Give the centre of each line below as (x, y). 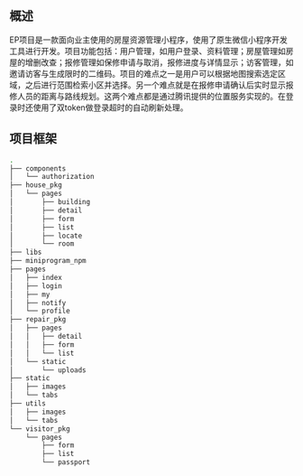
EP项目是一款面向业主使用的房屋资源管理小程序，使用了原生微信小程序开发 (149, 40)
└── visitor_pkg (40, 429)
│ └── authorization (52, 177)
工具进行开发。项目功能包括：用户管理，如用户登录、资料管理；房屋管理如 (147, 51)
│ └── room (42, 244)
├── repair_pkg (38, 320)
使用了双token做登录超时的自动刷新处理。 (110, 107)
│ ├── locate (46, 236)
